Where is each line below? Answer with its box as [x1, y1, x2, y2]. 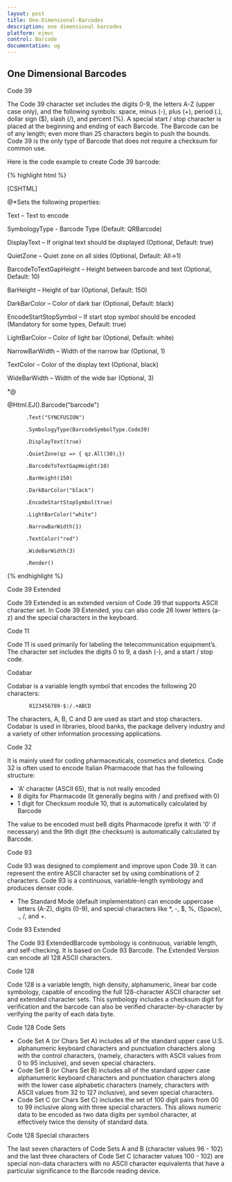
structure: [7, 771, 35, 779]
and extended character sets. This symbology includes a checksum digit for [7, 995, 224, 1003]
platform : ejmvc [7, 29, 54, 37]
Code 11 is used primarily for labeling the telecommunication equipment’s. [7, 640, 217, 648]
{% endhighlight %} [7, 571, 64, 580]
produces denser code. [7, 883, 74, 892]
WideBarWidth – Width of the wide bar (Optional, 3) [7, 374, 154, 382]
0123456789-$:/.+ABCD [28, 702, 91, 709]
